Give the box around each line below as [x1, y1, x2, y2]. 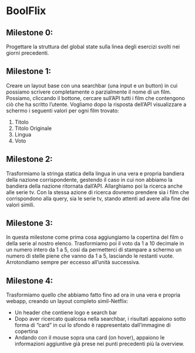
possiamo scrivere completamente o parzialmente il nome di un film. [6, 88, 172, 95]
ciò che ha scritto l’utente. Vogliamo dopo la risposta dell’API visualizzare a [6, 101, 187, 108]
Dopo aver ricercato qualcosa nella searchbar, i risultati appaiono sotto [14, 315, 186, 322]
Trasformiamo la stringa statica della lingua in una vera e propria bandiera [6, 169, 185, 177]
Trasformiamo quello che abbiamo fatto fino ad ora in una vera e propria [6, 291, 181, 298]
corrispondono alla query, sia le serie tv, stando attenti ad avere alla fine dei [6, 195, 190, 202]
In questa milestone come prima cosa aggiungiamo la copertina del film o [6, 234, 184, 241]
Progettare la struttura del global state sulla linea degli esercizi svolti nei [6, 43, 180, 50]
